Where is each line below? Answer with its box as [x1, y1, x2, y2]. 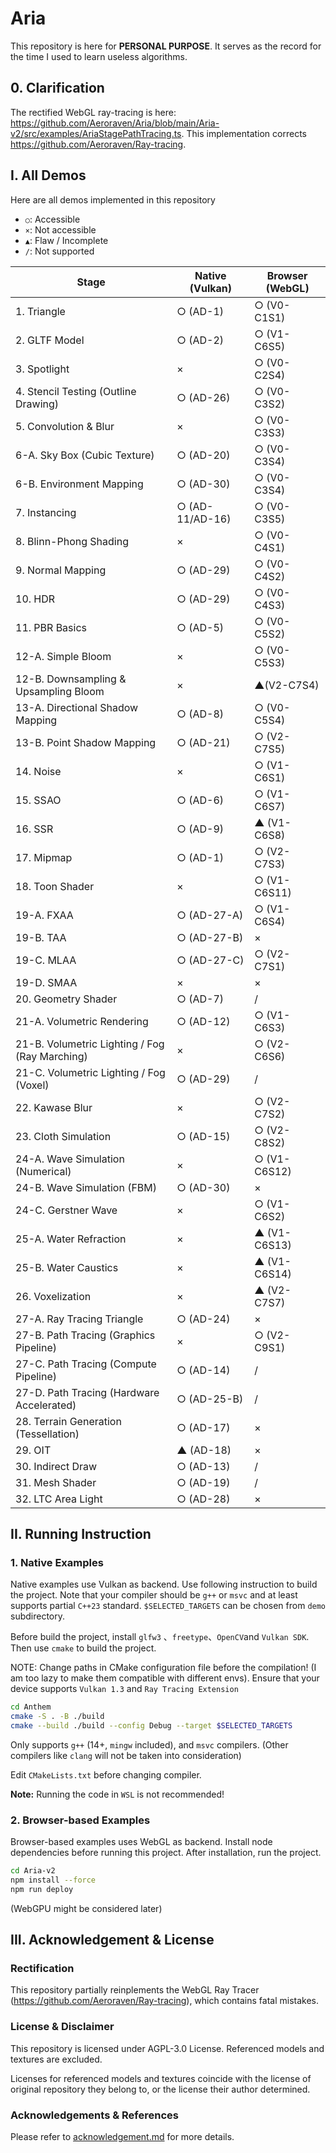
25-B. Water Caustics [15, 1260, 119, 1274]
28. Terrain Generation [15, 1414, 122, 1428]
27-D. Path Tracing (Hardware [15, 1385, 160, 1399]
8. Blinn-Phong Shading [15, 534, 129, 548]
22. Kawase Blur [15, 1100, 93, 1114]
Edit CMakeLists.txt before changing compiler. [10, 1768, 202, 1781]
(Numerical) [15, 1164, 72, 1178]
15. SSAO [15, 793, 62, 807]
